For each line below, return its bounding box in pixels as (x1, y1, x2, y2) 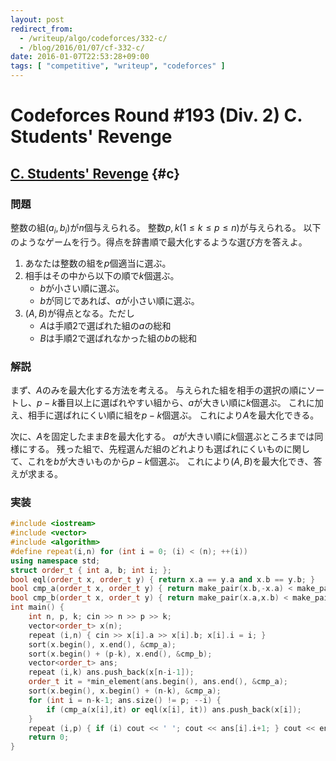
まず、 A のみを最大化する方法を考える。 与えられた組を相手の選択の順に (10, 384, 308, 396)
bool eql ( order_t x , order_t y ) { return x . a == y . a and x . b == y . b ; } (10, 574, 316, 585)
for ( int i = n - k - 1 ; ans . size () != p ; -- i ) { (28, 695, 222, 705)
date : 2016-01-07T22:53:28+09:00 (10, 52, 150, 62)
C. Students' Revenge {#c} (10, 165, 181, 182)
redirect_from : (10, 24, 74, 34)
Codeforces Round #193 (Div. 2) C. (10, 104, 303, 127)
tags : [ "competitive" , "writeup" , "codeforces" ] (10, 61, 226, 71)
